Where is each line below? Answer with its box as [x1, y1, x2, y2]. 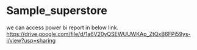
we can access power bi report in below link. [6, 24, 119, 31]
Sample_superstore [6, 4, 108, 18]
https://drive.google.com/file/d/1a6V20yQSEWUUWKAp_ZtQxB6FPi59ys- [6, 30, 191, 37]
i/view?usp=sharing [6, 37, 56, 44]
